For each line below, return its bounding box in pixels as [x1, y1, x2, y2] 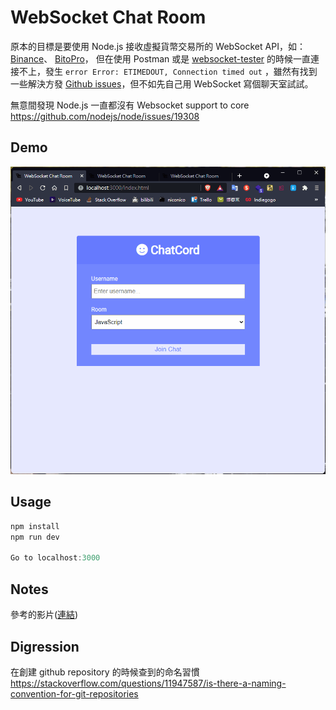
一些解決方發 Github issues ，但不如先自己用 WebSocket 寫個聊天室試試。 [10, 77, 314, 90]
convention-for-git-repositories [10, 687, 139, 700]
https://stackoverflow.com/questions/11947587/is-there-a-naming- [10, 677, 287, 689]
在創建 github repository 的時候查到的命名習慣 [10, 666, 200, 678]
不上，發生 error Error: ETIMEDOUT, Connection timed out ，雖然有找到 [18, 65, 318, 77]
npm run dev [10, 532, 60, 542]
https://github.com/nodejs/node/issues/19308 [10, 110, 200, 122]
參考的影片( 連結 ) [10, 609, 79, 621]
